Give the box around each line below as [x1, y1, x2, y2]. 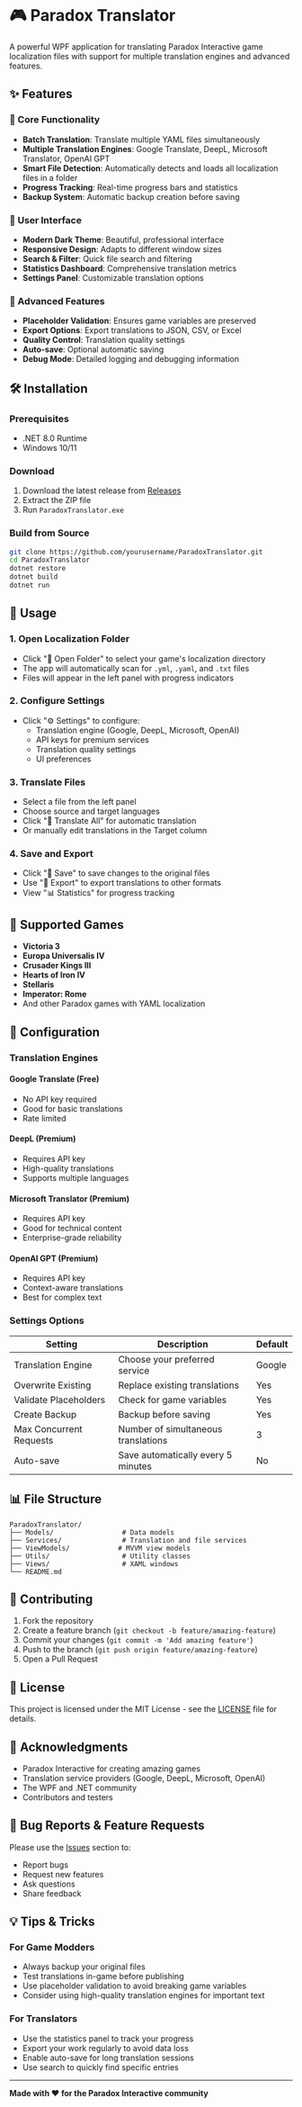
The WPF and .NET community [22, 1782, 138, 1793]
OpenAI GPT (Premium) [9, 1253, 99, 1264]
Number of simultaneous [118, 1422, 223, 1435]
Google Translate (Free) [9, 1074, 100, 1085]
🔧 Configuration [9, 1024, 101, 1040]
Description [156, 1337, 209, 1350]
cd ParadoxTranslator [9, 555, 91, 565]
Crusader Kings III [22, 960, 92, 971]
